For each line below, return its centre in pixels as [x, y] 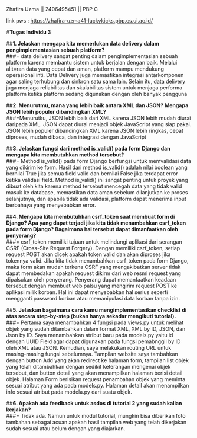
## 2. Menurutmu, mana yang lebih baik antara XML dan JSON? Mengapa [97, 105]
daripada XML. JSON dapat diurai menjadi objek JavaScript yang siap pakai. [99, 124]
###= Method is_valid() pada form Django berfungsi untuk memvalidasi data [99, 161]
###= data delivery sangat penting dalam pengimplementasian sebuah [92, 56]
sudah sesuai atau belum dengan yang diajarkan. [66, 429]
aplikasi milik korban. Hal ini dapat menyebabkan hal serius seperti [87, 292]
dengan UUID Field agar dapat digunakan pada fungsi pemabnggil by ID [93, 341]
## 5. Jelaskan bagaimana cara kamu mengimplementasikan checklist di [96, 310]
